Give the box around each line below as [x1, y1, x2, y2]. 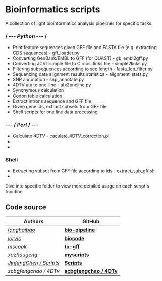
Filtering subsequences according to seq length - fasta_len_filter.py [12, 66, 153, 72]
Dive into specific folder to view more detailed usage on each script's [5, 183, 150, 189]
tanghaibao [8, 226, 35, 233]
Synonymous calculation [12, 87, 64, 93]
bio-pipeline [64, 226, 95, 233]
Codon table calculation [12, 92, 62, 99]
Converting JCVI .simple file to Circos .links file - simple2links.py [12, 61, 147, 67]
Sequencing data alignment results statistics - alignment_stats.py [12, 71, 148, 77]
